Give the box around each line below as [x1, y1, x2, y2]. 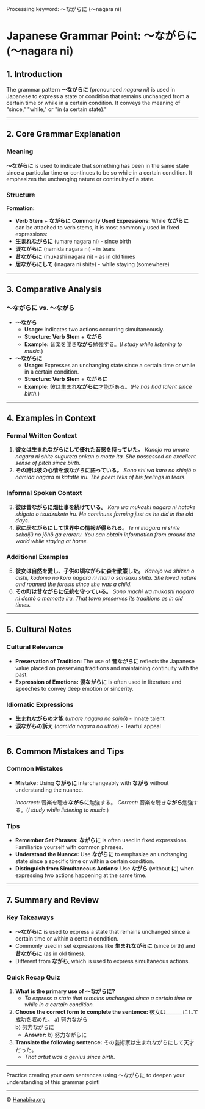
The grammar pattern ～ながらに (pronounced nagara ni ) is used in [6, 86, 176, 93]
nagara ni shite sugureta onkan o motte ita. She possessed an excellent [15, 453, 196, 460]
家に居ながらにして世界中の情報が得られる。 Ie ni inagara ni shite [15, 524, 180, 531]
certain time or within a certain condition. [15, 934, 119, 942]
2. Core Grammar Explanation [6, 129, 121, 139]
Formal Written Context [6, 431, 77, 439]
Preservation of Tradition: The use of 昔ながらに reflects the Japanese [15, 657, 195, 665]
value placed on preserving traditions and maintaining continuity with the [15, 664, 199, 671]
